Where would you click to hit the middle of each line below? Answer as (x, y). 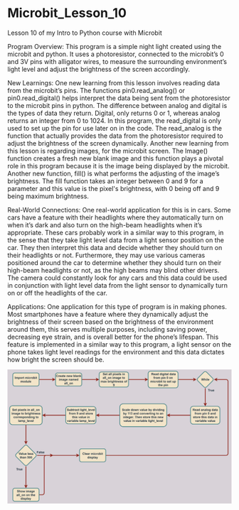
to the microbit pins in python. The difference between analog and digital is (117, 105)
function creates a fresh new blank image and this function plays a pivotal (116, 158)
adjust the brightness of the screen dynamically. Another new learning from (118, 143)
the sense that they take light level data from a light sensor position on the (116, 240)
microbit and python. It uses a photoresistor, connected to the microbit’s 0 (116, 54)
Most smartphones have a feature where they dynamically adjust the (108, 314)
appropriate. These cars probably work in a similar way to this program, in (116, 232)
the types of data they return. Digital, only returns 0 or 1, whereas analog (114, 113)
